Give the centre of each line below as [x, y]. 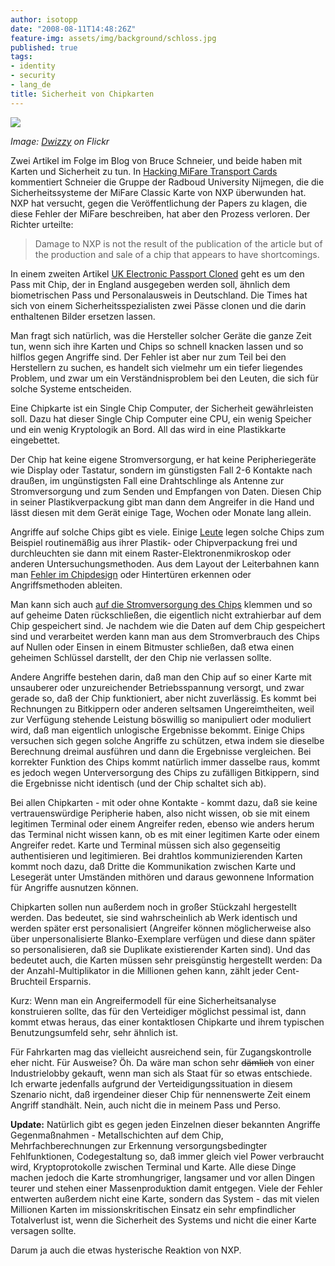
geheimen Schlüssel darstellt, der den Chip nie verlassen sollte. [141, 657]
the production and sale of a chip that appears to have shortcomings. [177, 254]
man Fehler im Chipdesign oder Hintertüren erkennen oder [131, 574]
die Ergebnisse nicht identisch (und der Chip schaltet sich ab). [138, 783]
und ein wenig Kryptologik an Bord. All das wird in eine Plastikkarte [148, 429]
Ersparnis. [70, 981]
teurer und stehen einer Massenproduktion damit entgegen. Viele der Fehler [166, 1188]
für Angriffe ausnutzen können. [74, 887]
